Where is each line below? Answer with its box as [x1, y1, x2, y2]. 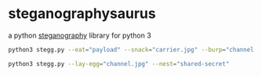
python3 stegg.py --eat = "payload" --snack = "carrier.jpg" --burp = [8, 45, 226, 53]
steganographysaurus [8, 5, 157, 23]
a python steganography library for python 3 [8, 31, 151, 40]
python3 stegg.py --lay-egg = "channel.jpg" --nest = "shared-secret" [8, 60, 230, 67]
